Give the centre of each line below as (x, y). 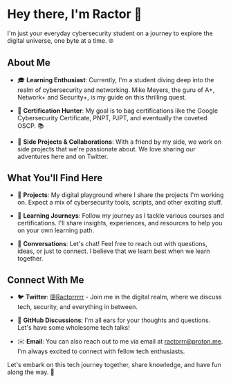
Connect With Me (46, 280)
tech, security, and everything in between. (77, 307)
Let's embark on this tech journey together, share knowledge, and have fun (114, 365)
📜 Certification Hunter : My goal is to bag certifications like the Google (118, 111)
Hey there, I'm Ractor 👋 (75, 14)
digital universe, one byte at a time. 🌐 (61, 40)
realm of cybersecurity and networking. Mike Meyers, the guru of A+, (116, 90)
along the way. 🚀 (31, 372)
